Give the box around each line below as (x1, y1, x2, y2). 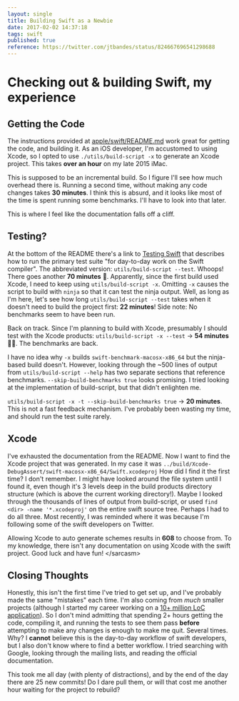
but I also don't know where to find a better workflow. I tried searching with (7, 641, 228, 650)
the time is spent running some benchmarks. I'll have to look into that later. (7, 196, 227, 204)
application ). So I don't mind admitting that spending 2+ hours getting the (7, 611, 223, 620)
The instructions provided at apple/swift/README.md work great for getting (7, 137, 230, 145)
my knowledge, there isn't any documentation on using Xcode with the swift (7, 541, 230, 550)
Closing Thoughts (7, 570, 89, 582)
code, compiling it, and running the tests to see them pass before (7, 618, 200, 628)
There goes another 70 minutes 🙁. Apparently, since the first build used (7, 272, 219, 280)
